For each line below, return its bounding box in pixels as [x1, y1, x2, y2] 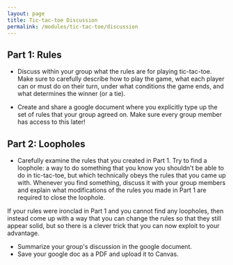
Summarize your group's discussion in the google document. [17, 243, 193, 250]
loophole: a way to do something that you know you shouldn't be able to [17, 164, 225, 172]
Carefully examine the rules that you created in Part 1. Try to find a [17, 156, 207, 164]
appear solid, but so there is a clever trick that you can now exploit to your [7, 222, 220, 230]
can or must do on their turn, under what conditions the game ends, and [17, 82, 224, 90]
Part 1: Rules [7, 49, 63, 61]
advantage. [7, 229, 40, 237]
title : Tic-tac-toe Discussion [7, 17, 98, 24]
